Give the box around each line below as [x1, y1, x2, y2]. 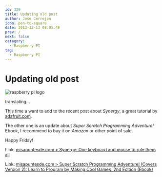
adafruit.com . [5, 113, 32, 119]
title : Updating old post [5, 12, 58, 17]
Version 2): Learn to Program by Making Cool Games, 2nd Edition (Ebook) [5, 166, 154, 173]
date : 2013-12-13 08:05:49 [5, 25, 60, 30]
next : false [5, 35, 29, 39]
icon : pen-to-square [5, 20, 47, 26]
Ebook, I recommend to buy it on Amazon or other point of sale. [5, 128, 133, 134]
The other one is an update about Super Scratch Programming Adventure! [5, 123, 154, 129]
